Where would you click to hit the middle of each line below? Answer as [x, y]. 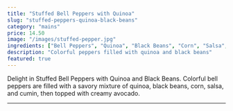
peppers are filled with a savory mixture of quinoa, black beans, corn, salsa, [115, 86]
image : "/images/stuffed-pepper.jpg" [62, 40]
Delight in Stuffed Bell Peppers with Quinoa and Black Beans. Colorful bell [113, 78]
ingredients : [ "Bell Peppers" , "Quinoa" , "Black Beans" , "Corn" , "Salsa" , [118, 46]
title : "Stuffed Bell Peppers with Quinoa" [71, 14]
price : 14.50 [26, 33]
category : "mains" [34, 26]
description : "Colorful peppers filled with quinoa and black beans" [110, 53]
